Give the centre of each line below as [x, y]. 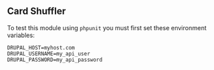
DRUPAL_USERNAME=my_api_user [49, 54]
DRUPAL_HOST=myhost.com [41, 47]
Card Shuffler [37, 11]
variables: [21, 35]
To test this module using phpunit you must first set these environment [107, 27]
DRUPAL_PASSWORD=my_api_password [55, 60]
